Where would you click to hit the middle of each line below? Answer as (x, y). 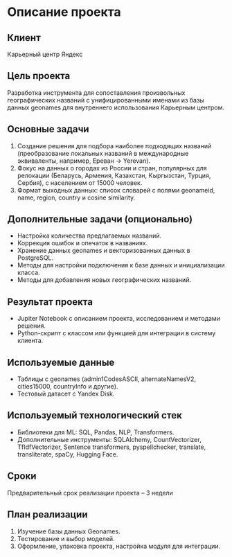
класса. (28, 273)
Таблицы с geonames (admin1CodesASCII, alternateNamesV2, (106, 379)
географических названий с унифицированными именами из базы (106, 100)
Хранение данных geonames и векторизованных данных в (104, 251)
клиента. (30, 341)
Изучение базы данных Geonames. (69, 531)
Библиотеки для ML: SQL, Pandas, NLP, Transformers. (96, 432)
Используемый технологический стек (95, 415)
